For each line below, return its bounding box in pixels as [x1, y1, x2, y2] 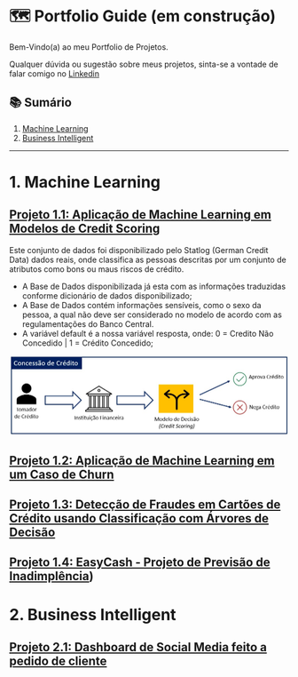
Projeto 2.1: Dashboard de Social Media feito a [9, 640, 268, 655]
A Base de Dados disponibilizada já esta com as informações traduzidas [21, 281, 286, 291]
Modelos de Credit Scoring [9, 221, 161, 236]
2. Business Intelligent [9, 604, 176, 625]
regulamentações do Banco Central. [21, 318, 154, 329]
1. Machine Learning [9, 171, 161, 192]
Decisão [9, 525, 56, 540]
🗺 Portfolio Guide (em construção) [9, 6, 277, 27]
